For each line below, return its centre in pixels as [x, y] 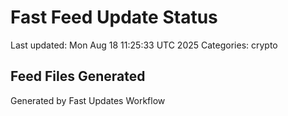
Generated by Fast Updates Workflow [88, 100]
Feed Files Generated [78, 76]
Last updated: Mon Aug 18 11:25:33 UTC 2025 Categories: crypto [144, 45]
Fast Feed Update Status [114, 17]
